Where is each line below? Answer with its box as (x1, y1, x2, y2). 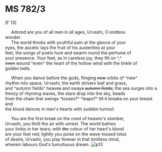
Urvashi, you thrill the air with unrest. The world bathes (5, 121, 116, 127)
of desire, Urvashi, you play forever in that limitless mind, (5, 136, 120, 142)
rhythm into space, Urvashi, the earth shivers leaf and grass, (5, 80, 127, 86)
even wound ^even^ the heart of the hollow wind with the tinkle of (5, 60, 138, 66)
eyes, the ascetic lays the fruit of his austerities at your (5, 44, 116, 50)
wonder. (5, 34, 22, 40)
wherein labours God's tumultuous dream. (5, 141, 90, 147)
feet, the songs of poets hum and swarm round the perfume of (5, 50, 131, 56)
